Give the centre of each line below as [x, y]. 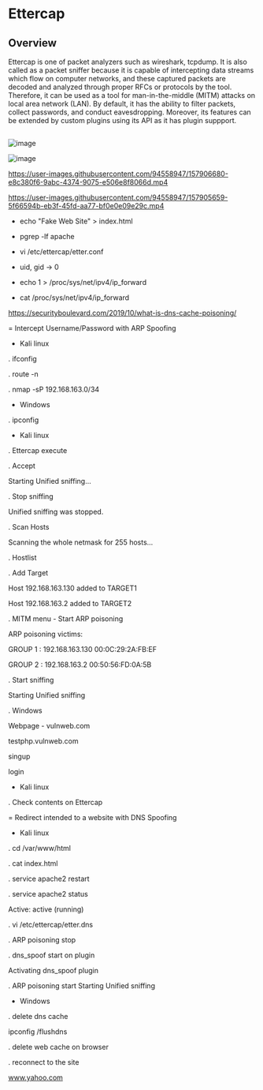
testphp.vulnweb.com [43, 741]
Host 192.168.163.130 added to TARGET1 [73, 588]
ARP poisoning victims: [46, 634]
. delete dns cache [38, 1017]
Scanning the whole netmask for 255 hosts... [81, 542]
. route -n [23, 374]
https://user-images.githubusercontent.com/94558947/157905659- [118, 197]
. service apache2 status [48, 894]
